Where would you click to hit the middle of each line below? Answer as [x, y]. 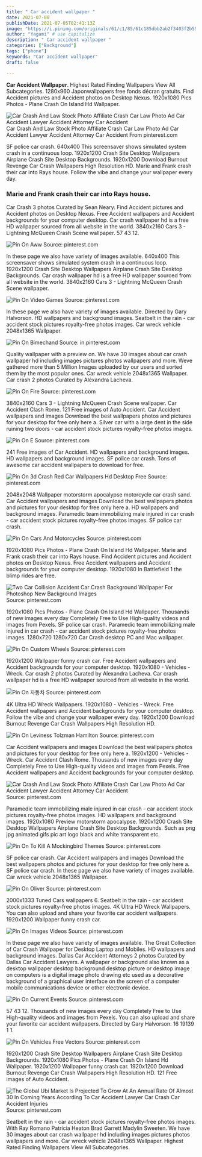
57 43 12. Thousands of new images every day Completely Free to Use [94, 1011]
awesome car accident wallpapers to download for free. [75, 465]
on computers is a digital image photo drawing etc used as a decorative [95, 974]
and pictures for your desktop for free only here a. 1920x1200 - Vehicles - [97, 753]
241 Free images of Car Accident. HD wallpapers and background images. [98, 452]
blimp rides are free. [31, 575]
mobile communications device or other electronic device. [78, 987]
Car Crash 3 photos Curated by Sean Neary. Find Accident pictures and [95, 207]
